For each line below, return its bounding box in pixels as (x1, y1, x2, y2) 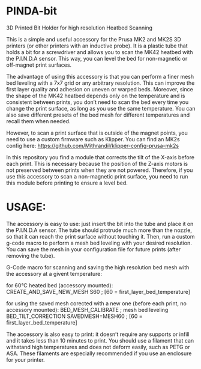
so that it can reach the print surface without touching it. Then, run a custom (6, 233, 195, 240)
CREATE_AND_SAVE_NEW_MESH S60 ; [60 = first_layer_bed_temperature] (6, 288, 191, 295)
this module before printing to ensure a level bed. (6, 179, 128, 186)
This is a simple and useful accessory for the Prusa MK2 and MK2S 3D (6, 35, 181, 43)
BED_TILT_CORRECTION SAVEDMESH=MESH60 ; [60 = (6, 313, 143, 320)
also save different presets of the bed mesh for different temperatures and (6, 111, 190, 118)
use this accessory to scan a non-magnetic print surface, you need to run (6, 172, 188, 180)
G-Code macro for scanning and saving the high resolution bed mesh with (6, 263, 190, 271)
